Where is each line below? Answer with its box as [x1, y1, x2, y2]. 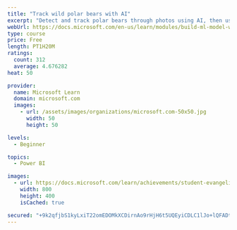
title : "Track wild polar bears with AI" [7, 10, 131, 18]
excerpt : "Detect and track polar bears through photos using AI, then [7, 17, 222, 24]
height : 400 [20, 192, 55, 200]
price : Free [7, 37, 42, 44]
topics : [7, 153, 30, 161]
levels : [7, 134, 30, 141]
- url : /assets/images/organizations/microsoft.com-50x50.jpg [20, 109, 207, 116]
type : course [7, 30, 46, 37]
